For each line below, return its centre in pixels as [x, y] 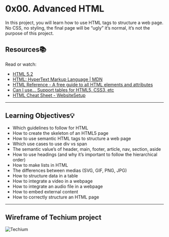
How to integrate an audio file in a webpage [58, 186]
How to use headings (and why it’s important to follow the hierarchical [85, 154]
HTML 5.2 [23, 74]
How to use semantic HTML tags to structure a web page [72, 138]
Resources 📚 [26, 50]
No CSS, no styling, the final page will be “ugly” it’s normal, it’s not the [77, 28]
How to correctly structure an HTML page [56, 197]
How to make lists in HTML [40, 165]
